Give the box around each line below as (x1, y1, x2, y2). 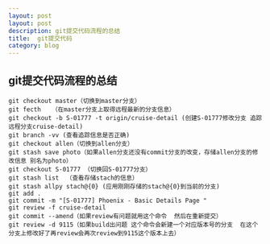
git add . (8, 189, 42, 197)
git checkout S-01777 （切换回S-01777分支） (8, 165, 152, 173)
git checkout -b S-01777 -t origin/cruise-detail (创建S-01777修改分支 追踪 (8, 114, 263, 122)
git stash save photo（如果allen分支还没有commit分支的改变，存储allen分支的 (8, 148, 252, 156)
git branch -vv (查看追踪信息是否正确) (8, 130, 131, 139)
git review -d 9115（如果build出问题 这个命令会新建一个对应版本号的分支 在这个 (8, 221, 259, 229)
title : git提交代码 (8, 34, 73, 43)
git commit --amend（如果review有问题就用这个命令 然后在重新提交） (8, 212, 222, 220)
